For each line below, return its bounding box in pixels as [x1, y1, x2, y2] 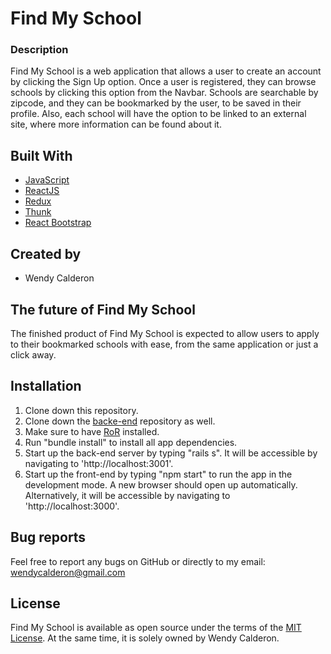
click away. [10, 348, 57, 361]
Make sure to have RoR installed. [24, 425, 160, 437]
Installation [10, 378, 82, 395]
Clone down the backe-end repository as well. [24, 415, 216, 427]
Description [10, 43, 69, 57]
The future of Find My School [10, 301, 196, 318]
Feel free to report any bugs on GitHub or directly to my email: [10, 555, 266, 567]
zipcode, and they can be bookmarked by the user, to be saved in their [10, 97, 302, 109]
